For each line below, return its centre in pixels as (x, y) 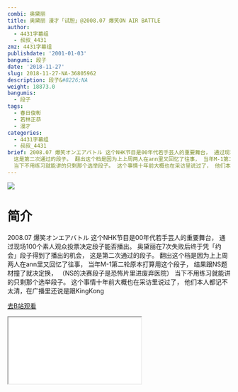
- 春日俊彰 (28, 113)
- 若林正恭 (28, 119)
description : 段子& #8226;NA (48, 80)
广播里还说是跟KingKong (68, 290)
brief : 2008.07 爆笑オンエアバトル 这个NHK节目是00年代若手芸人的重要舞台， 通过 (116, 153)
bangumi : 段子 (27, 60)
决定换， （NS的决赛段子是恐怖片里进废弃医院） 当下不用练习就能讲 (131, 273)
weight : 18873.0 (31, 87)
